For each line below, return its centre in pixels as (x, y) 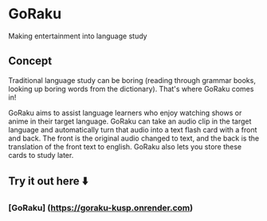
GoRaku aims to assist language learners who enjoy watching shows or (125, 112)
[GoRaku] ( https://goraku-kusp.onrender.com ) (101, 208)
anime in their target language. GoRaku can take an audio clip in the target (130, 121)
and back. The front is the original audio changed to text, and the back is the (134, 138)
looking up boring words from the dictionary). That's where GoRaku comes (131, 89)
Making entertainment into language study (78, 36)
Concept (30, 61)
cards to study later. (41, 155)
